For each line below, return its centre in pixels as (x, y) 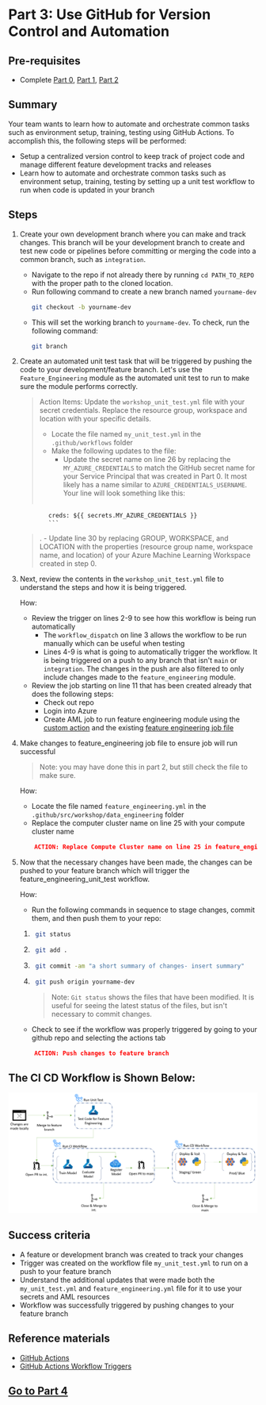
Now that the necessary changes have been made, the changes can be (136, 862)
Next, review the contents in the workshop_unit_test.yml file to (122, 579)
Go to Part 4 (38, 1391)
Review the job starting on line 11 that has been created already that (141, 686)
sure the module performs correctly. (79, 387)
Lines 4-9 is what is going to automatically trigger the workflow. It (150, 652)
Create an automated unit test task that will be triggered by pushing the (136, 361)
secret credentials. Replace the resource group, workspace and (143, 410)
